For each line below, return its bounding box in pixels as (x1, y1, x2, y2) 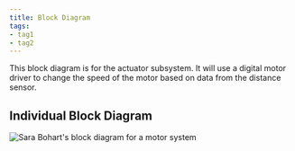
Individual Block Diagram (9, 108, 153, 123)
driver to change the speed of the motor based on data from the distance (9, 73, 281, 84)
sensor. (9, 82, 38, 93)
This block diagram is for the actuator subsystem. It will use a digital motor (9, 63, 287, 74)
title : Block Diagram (9, 13, 91, 22)
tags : (9, 22, 30, 31)
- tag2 (9, 38, 34, 48)
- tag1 (9, 30, 34, 39)
